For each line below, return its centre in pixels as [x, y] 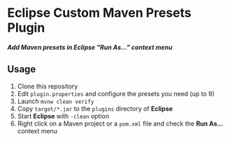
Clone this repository [48, 86]
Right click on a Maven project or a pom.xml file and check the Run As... [120, 123]
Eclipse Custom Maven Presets [99, 13]
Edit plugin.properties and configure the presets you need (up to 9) [116, 93]
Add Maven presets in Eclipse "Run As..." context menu [90, 47]
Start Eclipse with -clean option [63, 116]
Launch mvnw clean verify [56, 101]
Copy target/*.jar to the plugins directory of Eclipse [95, 108]
